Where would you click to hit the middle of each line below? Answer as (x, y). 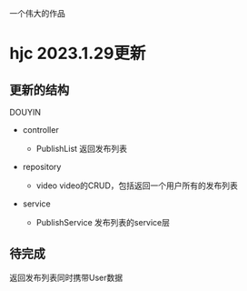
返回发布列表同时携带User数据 (66, 277)
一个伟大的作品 (37, 13)
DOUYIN (25, 112)
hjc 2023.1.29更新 (78, 54)
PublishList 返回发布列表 (82, 149)
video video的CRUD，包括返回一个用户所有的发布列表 (137, 186)
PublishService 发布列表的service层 (103, 222)
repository (42, 167)
